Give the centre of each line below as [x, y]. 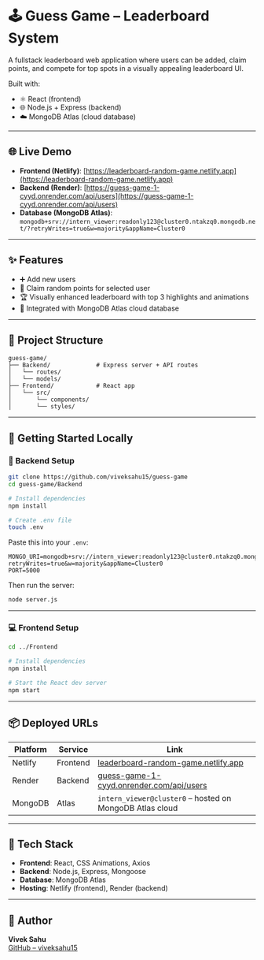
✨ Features [36, 260]
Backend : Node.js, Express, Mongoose [83, 872]
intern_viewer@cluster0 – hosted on [165, 798]
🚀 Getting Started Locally [71, 438]
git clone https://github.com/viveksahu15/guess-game [98, 477]
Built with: [24, 84]
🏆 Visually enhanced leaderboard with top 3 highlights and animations [134, 296]
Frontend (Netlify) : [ [53, 170]
